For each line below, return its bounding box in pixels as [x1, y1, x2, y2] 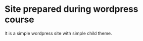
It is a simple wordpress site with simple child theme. [4, 30, 112, 36]
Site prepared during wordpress [4, 3, 139, 15]
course [4, 14, 34, 25]
